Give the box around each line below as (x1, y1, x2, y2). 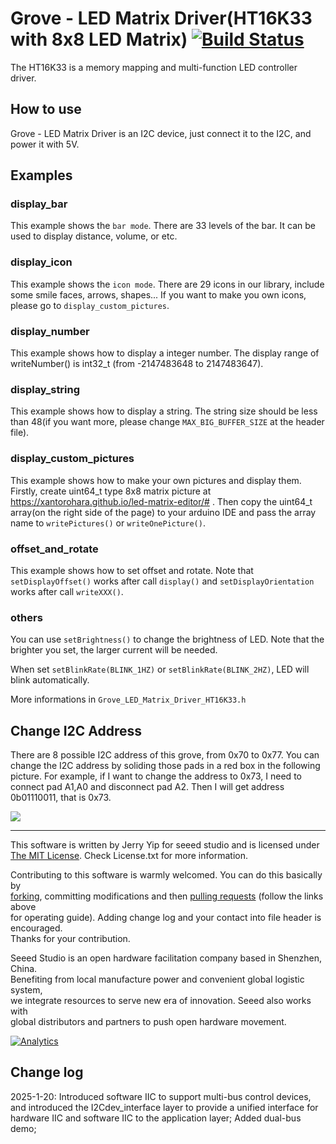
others (10, 610, 43, 624)
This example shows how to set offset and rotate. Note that (10, 564, 254, 576)
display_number (10, 324, 90, 338)
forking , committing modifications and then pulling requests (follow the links (10, 890, 324, 902)
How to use (10, 101, 82, 118)
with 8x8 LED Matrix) (10, 28, 188, 51)
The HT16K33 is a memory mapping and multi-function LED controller (10, 61, 298, 73)
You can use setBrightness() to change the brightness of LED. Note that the (10, 633, 325, 646)
